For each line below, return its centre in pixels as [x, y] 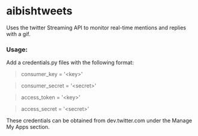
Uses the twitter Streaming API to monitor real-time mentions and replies [96, 28]
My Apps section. [28, 127]
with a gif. [18, 34]
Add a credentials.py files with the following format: [70, 63]
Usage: [17, 49]
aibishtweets [39, 11]
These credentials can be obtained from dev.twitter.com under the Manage [99, 120]
